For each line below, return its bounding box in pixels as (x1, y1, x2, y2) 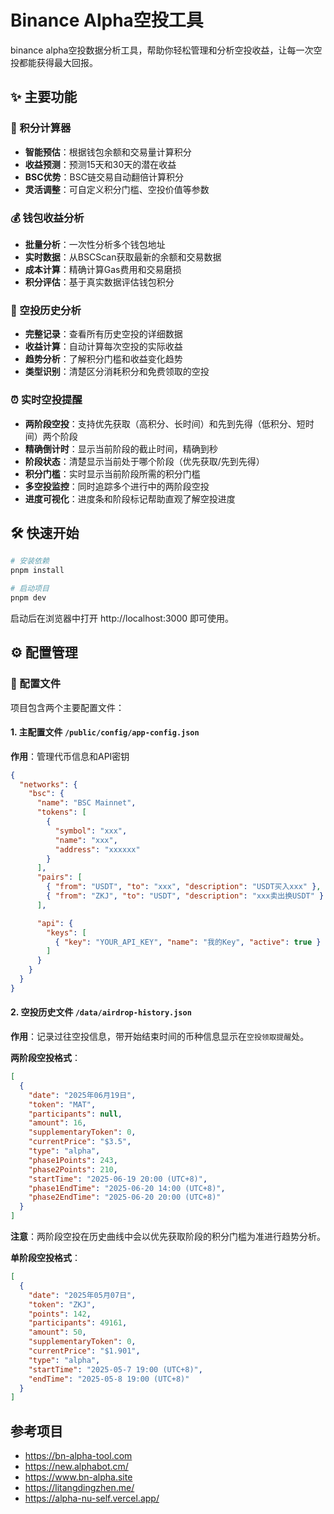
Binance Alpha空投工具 (10, 9, 204, 32)
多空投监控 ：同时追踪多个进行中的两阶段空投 (24, 480, 210, 492)
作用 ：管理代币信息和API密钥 (10, 750, 130, 762)
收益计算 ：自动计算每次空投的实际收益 (24, 341, 183, 353)
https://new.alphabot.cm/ (24, 1461, 129, 1473)
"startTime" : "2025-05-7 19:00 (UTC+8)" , (28, 1364, 203, 1375)
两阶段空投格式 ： (10, 1052, 81, 1064)
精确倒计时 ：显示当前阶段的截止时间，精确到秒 (24, 442, 218, 455)
